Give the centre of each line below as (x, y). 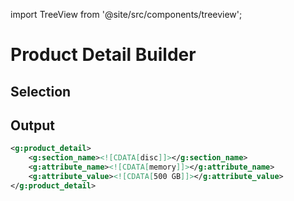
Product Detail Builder (103, 55)
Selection (41, 91)
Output (32, 125)
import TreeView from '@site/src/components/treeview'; (126, 14)
